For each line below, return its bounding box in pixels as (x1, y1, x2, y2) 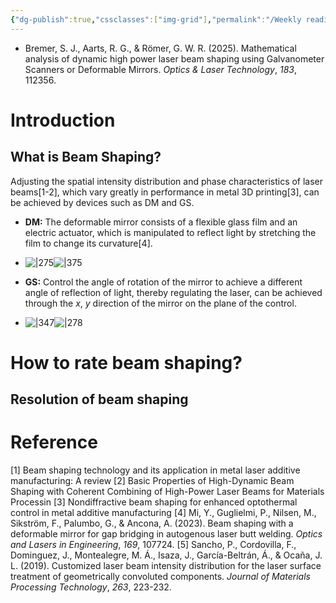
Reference (10, 431, 98, 454)
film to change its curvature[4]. (24, 237, 153, 249)
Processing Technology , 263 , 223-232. (10, 581, 172, 593)
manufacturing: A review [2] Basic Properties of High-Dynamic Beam (10, 475, 295, 487)
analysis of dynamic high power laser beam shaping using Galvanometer (24, 52, 325, 65)
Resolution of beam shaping (10, 391, 189, 408)
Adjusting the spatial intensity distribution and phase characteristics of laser (10, 175, 324, 187)
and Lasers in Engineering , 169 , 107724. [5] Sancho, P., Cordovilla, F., (10, 539, 297, 551)
